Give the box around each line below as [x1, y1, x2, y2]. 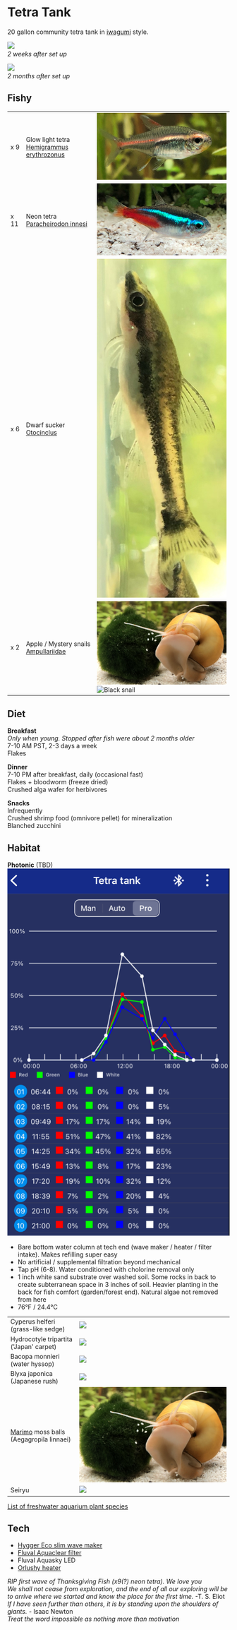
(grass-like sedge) [10, 1325, 66, 1334]
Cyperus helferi [10, 1317, 56, 1326]
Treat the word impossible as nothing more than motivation [7, 1614, 180, 1624]
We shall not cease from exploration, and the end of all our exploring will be [7, 1585, 228, 1593]
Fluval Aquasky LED [17, 1556, 76, 1564]
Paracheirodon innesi [25, 220, 88, 228]
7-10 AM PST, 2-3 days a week [7, 742, 97, 750]
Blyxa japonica [10, 1370, 53, 1378]
